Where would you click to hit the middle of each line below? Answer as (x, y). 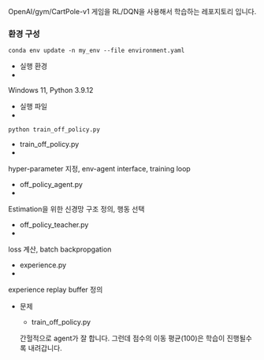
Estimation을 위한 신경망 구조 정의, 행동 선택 (76, 209)
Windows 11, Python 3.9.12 (51, 90)
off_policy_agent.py (51, 185)
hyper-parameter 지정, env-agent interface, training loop (99, 169)
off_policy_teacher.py (54, 225)
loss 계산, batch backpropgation (60, 249)
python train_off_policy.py (54, 130)
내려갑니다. (45, 348)
